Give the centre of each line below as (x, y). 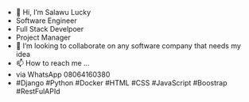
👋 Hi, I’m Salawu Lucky (53, 12)
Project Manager (43, 37)
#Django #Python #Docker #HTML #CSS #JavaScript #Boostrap (121, 83)
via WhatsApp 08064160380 (63, 74)
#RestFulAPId (38, 91)
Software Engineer (46, 21)
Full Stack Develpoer (50, 29)
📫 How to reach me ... (53, 63)
